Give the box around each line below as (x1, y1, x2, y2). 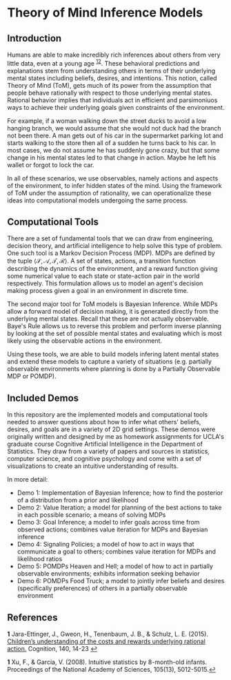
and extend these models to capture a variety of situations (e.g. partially (7, 357, 212, 366)
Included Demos (7, 392, 79, 404)
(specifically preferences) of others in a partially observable (17, 584, 188, 592)
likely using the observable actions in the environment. (7, 337, 163, 345)
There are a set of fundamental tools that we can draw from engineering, (7, 234, 214, 243)
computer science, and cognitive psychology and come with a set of (7, 455, 202, 463)
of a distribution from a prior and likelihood (17, 496, 139, 504)
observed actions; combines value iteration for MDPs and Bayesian (17, 525, 208, 533)
